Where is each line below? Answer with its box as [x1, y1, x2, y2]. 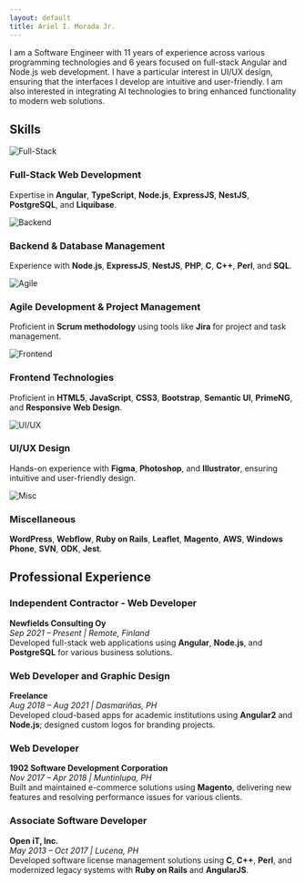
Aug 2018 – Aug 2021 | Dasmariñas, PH [9, 700, 158, 711]
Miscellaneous [9, 512, 76, 525]
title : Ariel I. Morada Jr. [9, 22, 117, 31]
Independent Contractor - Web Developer [9, 597, 198, 610]
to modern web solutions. [9, 95, 106, 106]
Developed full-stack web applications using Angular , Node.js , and [9, 637, 263, 648]
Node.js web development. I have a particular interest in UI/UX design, [9, 66, 273, 77]
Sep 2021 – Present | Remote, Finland [9, 627, 150, 638]
